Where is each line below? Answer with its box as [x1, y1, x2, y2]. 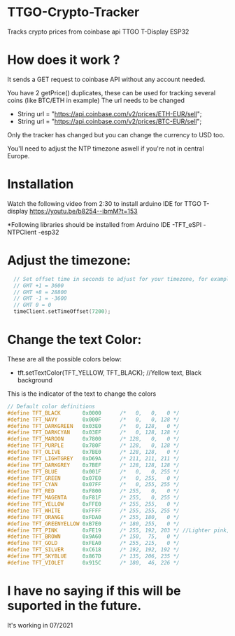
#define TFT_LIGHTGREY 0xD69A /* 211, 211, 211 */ [7, 455, 180, 462]
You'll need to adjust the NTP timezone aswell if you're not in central [7, 144, 204, 153]
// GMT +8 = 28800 [13, 289, 68, 296]
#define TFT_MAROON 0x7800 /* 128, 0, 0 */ [7, 436, 180, 443]
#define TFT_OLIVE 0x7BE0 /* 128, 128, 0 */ [7, 449, 180, 456]
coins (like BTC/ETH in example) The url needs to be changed [7, 96, 185, 104]
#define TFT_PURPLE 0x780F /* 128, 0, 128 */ [7, 442, 180, 449]
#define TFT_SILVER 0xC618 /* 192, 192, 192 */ [7, 546, 180, 553]
